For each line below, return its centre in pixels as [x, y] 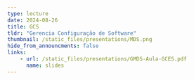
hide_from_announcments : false [53, 46]
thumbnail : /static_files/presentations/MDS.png [80, 40]
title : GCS [23, 26]
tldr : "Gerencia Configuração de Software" [72, 33]
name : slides [45, 65]
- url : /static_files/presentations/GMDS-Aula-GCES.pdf [104, 59]
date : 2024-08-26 [33, 20]
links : [17, 53]
